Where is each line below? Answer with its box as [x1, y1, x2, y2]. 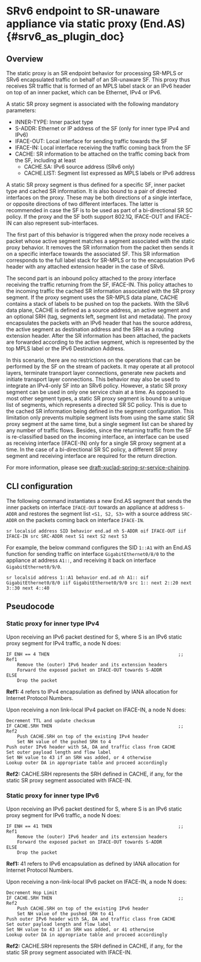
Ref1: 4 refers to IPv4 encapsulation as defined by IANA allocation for [6, 688, 178, 695]
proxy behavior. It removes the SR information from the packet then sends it [6, 244, 194, 251]
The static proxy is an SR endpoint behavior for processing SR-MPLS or [6, 70, 183, 76]
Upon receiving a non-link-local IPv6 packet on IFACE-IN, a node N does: [6, 878, 187, 885]
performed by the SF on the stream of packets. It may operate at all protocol [6, 363, 195, 370]
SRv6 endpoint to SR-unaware [6, 4, 160, 18]
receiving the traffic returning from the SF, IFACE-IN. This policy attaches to [6, 281, 193, 288]
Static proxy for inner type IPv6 [6, 791, 100, 800]
